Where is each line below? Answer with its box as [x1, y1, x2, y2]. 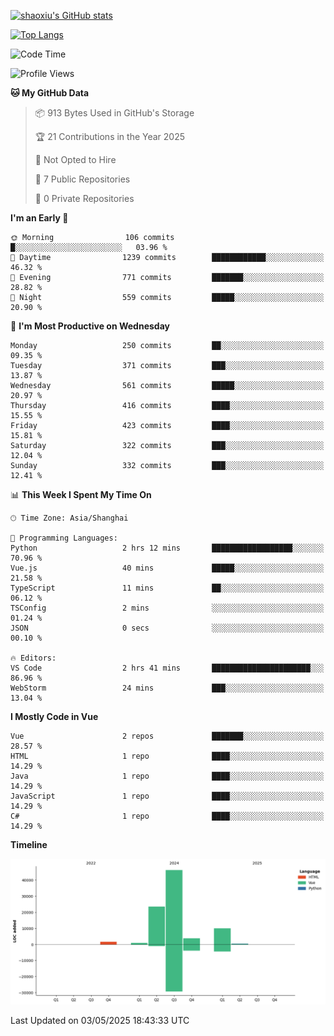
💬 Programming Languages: [10, 533, 118, 543]
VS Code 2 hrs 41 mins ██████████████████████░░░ [10, 663, 325, 673]
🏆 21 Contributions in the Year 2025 [34, 131, 186, 142]
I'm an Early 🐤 [10, 212, 69, 224]
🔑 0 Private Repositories [34, 193, 135, 204]
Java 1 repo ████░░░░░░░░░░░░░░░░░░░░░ [10, 771, 325, 781]
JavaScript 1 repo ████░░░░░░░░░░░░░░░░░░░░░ [10, 791, 325, 801]
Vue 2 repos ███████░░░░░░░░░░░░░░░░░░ [10, 731, 325, 741]
